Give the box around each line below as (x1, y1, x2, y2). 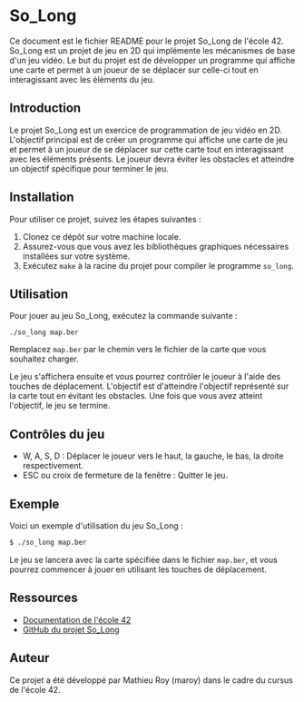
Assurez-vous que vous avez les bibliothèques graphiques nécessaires (22, 241, 289, 252)
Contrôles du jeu (9, 426, 105, 441)
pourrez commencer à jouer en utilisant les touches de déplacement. (9, 564, 268, 575)
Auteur (9, 650, 50, 666)
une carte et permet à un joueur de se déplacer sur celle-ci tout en (9, 64, 259, 75)
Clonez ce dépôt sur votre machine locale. (22, 231, 181, 242)
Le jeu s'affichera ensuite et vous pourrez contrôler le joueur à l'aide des (9, 371, 281, 382)
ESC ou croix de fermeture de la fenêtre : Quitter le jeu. (22, 470, 229, 481)
